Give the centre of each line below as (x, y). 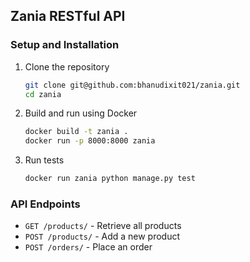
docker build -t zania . (76, 132)
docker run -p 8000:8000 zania (90, 141)
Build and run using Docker (81, 113)
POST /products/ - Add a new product (102, 236)
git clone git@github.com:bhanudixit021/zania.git (132, 85)
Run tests (44, 160)
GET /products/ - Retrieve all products (103, 226)
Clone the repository (67, 66)
